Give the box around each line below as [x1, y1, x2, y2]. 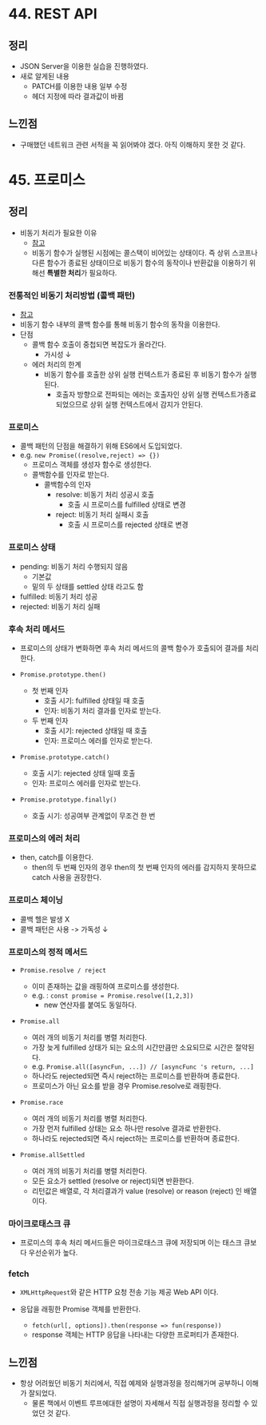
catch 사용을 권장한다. [31, 873, 102, 882]
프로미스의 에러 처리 [8, 833, 81, 844]
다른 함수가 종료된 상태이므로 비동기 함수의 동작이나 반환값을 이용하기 [31, 258, 248, 267]
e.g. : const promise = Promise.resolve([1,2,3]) [31, 990, 194, 1000]
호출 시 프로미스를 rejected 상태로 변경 [67, 520, 189, 529]
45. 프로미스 [8, 171, 85, 189]
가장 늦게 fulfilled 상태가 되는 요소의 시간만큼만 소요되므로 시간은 [31, 1042, 234, 1052]
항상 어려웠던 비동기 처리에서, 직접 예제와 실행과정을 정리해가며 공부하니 [19, 1379, 244, 1388]
